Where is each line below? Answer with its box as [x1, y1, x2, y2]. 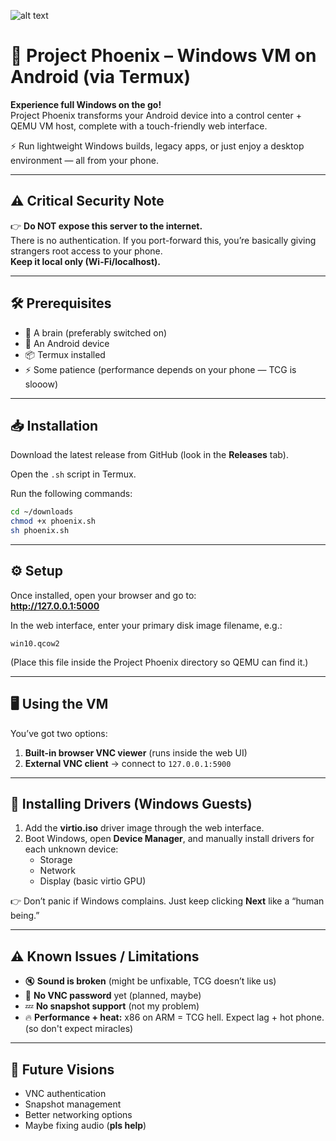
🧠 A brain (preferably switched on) [24, 326, 168, 339]
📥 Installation [10, 417, 99, 434]
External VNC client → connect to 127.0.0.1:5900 [24, 757, 232, 769]
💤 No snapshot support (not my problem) [24, 1000, 200, 1012]
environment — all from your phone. [10, 154, 159, 166]
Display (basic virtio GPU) [39, 875, 147, 887]
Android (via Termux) [10, 66, 192, 89]
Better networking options [24, 1109, 133, 1121]
